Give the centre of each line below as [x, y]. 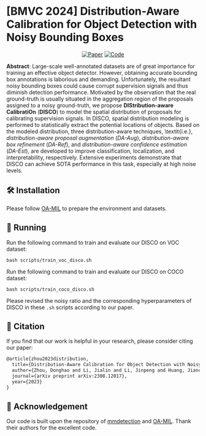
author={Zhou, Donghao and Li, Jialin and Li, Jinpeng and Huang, [98, 370]
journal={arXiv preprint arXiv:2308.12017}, [70, 376]
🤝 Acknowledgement [47, 407]
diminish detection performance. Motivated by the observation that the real [101, 92]
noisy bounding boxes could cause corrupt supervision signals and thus [97, 86]
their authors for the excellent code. [51, 428]
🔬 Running [26, 228]
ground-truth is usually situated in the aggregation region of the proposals [100, 99]
